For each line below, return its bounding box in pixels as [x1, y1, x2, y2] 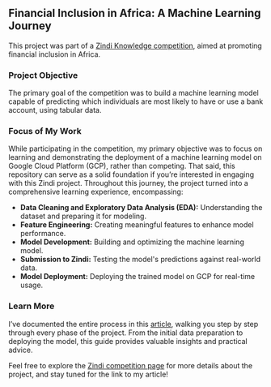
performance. [19, 229, 66, 239]
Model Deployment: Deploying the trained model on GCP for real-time [19, 272, 256, 282]
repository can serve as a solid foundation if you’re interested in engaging [8, 170, 255, 179]
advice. [8, 345, 33, 355]
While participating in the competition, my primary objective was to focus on [8, 144, 263, 153]
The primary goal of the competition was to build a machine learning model [8, 88, 259, 98]
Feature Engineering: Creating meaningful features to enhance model [19, 220, 254, 230]
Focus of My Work [8, 126, 83, 137]
